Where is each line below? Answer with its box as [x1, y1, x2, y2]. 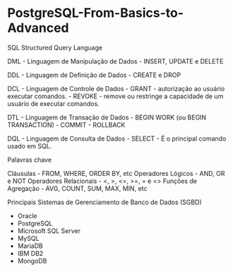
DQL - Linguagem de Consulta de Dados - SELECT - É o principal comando [7, 134, 227, 143]
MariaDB [17, 242, 44, 250]
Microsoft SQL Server [17, 226, 81, 235]
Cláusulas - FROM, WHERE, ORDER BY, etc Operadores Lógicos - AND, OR [7, 169, 225, 177]
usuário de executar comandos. [7, 99, 100, 107]
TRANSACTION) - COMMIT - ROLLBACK [7, 120, 126, 129]
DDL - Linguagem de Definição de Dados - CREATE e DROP [7, 71, 181, 79]
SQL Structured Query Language [7, 43, 103, 52]
